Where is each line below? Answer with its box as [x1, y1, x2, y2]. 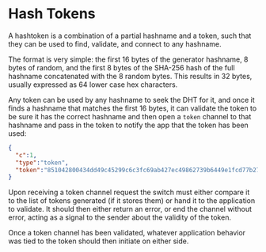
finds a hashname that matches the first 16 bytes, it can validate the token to [8, 103, 257, 113]
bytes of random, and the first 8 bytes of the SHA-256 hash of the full [8, 62, 235, 72]
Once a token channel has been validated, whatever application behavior [8, 228, 246, 238]
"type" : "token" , [15, 159, 69, 167]
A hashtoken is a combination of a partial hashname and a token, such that [8, 31, 252, 40]
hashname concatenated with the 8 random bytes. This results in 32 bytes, [8, 71, 253, 81]
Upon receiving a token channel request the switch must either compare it [8, 187, 250, 197]
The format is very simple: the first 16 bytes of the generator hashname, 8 [8, 55, 249, 64]
